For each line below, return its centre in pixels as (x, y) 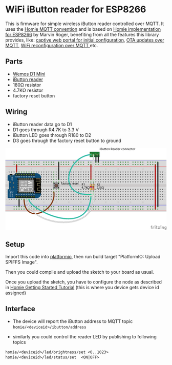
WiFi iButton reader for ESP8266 (76, 9)
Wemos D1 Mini (29, 74)
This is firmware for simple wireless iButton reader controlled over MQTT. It (85, 24)
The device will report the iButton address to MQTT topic (73, 321)
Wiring (16, 112)
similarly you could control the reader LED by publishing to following (85, 336)
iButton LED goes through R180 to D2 (52, 135)
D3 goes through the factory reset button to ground (67, 140)
